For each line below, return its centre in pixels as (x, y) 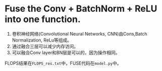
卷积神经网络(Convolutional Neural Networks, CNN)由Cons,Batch (79, 33)
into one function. (43, 19)
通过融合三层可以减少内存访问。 (45, 46)
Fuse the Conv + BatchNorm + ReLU (81, 9)
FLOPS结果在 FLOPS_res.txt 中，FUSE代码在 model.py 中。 (63, 63)
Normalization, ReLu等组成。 (42, 40)
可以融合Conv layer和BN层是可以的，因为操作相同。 (66, 52)
